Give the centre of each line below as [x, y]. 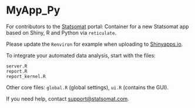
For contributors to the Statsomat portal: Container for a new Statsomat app [97, 26]
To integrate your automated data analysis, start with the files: [81, 55]
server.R [17, 66]
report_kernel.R [26, 76]
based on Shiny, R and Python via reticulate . [61, 32]
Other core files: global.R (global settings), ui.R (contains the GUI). [88, 87]
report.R [17, 71]
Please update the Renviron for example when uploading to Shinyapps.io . [95, 44]
